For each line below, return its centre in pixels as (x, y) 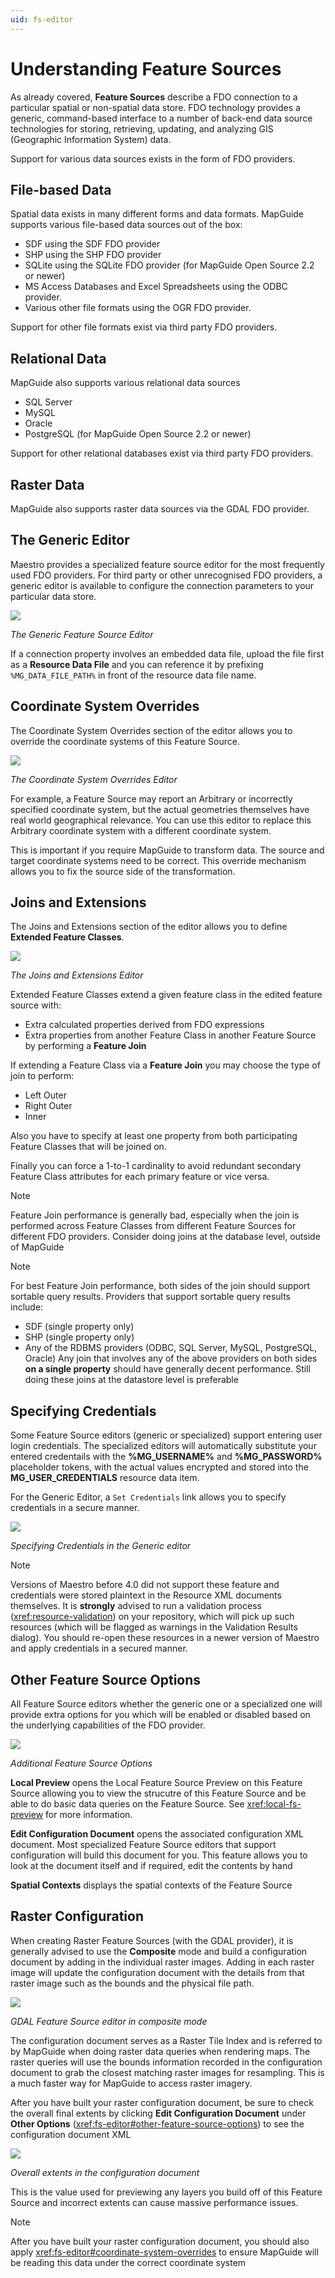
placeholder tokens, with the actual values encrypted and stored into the (159, 1467)
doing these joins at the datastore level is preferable (131, 1380)
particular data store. (53, 596)
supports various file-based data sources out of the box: (126, 225)
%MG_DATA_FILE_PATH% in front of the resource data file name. (133, 675)
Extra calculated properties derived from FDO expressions (144, 1025)
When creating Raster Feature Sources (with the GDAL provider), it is (152, 1940)
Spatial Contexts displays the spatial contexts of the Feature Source (151, 1885)
